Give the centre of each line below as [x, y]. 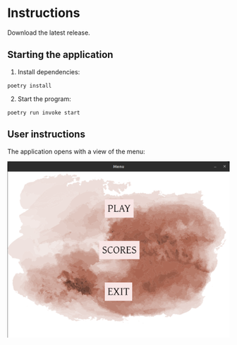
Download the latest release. [49, 33]
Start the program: [44, 99]
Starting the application [60, 55]
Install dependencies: [49, 71]
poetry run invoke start [44, 112]
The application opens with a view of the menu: [76, 151]
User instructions [47, 135]
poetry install [30, 86]
